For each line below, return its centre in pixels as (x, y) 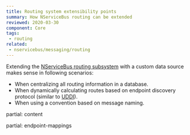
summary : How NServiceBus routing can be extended (69, 17)
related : (17, 45)
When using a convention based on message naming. (79, 103)
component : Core (26, 28)
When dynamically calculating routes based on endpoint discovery (95, 90)
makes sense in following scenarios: (50, 72)
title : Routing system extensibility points (61, 11)
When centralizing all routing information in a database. (81, 84)
